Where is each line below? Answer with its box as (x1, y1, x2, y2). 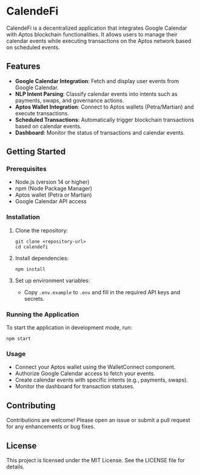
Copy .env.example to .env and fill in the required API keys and (24, 288, 181, 295)
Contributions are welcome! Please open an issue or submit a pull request (6, 417, 191, 424)
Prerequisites (6, 165, 47, 173)
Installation (6, 213, 41, 221)
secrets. (24, 295, 45, 302)
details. (6, 463, 25, 470)
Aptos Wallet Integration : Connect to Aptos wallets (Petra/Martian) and (15, 103, 194, 110)
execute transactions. (15, 109, 70, 116)
